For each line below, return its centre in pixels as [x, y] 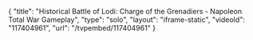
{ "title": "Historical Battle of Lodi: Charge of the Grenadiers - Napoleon [125, 11]
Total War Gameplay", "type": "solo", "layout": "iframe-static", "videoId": [127, 20]
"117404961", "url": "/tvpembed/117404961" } [82, 28]
